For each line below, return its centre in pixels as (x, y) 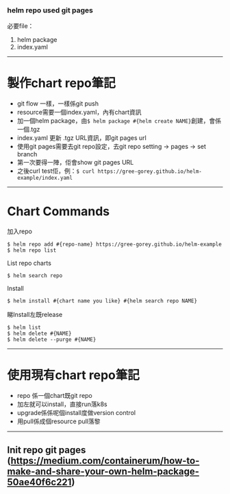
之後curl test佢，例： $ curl (56, 171)
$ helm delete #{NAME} (39, 334)
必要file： (21, 26)
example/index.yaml (45, 178)
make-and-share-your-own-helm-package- (103, 471)
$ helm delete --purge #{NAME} (52, 340)
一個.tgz (28, 130)
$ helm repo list (32, 250)
